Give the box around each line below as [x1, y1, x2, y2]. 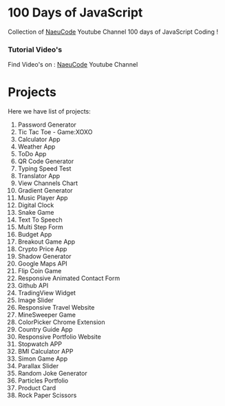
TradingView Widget [17, 289, 76, 297]
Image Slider [17, 296, 54, 304]
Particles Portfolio [17, 376, 69, 385]
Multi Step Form [17, 223, 64, 231]
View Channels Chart [17, 179, 78, 187]
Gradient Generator [17, 186, 73, 195]
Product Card [17, 384, 56, 392]
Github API [17, 281, 49, 290]
